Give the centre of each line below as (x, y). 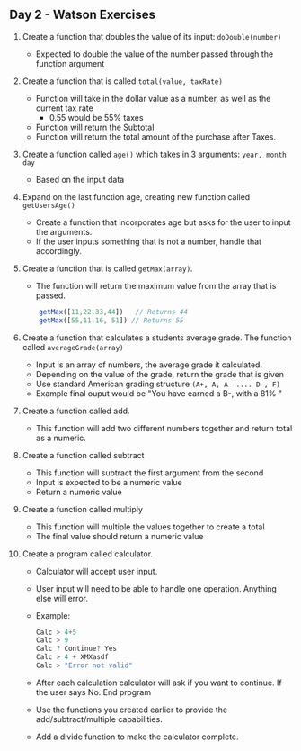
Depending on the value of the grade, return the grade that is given (160, 374)
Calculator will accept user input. (97, 571)
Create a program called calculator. (88, 554)
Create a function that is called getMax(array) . (107, 268)
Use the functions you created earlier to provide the (131, 710)
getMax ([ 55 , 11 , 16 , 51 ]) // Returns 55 (111, 320)
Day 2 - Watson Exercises (82, 15)
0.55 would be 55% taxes (96, 117)
